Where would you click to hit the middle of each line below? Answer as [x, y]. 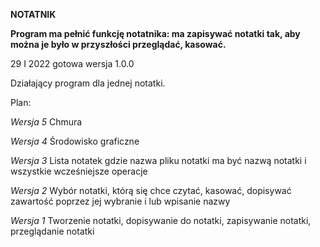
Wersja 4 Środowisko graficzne [75, 141]
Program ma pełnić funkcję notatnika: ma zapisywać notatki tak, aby [155, 33]
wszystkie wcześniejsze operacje [79, 171]
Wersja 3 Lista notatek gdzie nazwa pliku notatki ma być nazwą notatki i [158, 160]
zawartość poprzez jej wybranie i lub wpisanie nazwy [120, 201]
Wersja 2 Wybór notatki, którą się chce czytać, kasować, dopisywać [151, 190]
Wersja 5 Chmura [46, 122]
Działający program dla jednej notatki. [88, 83]
